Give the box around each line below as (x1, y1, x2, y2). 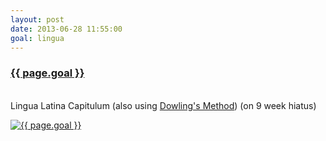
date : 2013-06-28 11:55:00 (10, 24, 123, 34)
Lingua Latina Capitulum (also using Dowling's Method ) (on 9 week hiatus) (10, 99, 317, 111)
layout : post (10, 14, 65, 25)
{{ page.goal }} (10, 66, 85, 80)
